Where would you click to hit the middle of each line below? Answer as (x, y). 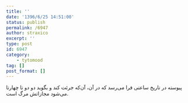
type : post (19, 44)
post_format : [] (26, 71)
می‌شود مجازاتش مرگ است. (37, 94)
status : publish (26, 22)
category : (18, 55)
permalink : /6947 (27, 28)
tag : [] (15, 65)
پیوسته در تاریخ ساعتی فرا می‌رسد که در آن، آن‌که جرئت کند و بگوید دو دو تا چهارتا (94, 87)
